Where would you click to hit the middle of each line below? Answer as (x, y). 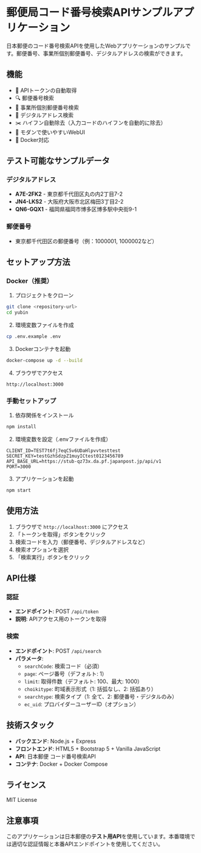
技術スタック (30, 725)
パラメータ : (29, 658)
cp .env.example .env (34, 337)
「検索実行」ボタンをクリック (52, 557)
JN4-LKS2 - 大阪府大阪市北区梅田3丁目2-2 (69, 202)
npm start (19, 490)
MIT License (22, 800)
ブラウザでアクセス (39, 373)
